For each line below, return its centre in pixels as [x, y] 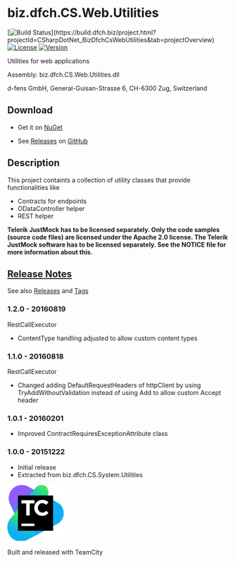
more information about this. [50, 252]
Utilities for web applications [49, 60]
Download [30, 110]
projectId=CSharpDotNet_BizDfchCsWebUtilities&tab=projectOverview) [111, 39]
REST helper [36, 216]
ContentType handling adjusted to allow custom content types [108, 338]
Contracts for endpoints [52, 201]
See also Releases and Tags [48, 291]
